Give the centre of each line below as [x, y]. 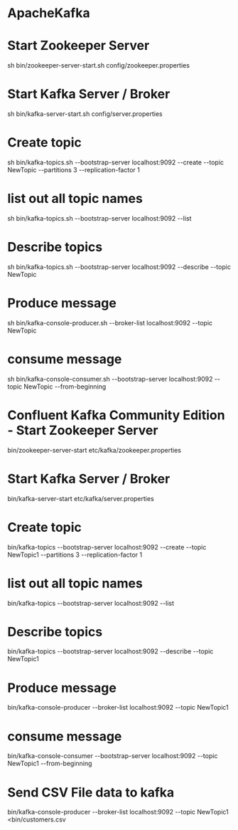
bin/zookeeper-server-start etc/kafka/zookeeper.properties [94, 450]
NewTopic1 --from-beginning [50, 764]
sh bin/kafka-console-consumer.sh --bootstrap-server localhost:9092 [110, 379]
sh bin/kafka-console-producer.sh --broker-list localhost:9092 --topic [110, 322]
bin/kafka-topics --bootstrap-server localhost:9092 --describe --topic [110, 651]
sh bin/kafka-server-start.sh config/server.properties [85, 114]
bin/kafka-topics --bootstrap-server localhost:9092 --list [91, 603]
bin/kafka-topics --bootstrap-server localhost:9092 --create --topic [107, 547]
